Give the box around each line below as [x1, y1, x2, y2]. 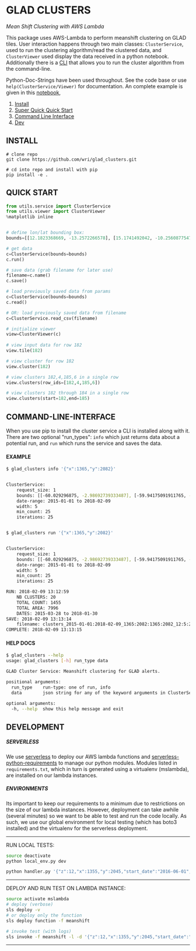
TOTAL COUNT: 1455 [16, 600, 61, 606]
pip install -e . [6, 172, 48, 178]
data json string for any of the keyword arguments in [11, 690, 166, 696]
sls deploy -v [6, 907, 41, 913]
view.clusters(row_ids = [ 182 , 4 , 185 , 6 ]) [6, 379, 100, 386]
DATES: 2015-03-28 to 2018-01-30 [16, 610, 98, 617]
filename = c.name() [6, 272, 51, 278]
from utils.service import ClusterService [6, 203, 111, 209]
